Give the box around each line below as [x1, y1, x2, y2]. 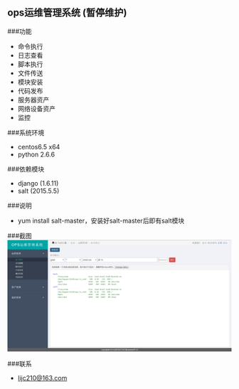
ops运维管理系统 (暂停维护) [7, 6, 127, 19]
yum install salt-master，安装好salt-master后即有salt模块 [17, 216, 185, 225]
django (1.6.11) [17, 178, 59, 187]
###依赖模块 [7, 164, 45, 173]
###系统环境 [7, 128, 45, 137]
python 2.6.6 [17, 150, 55, 159]
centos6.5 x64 [17, 142, 60, 151]
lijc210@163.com [17, 373, 68, 382]
